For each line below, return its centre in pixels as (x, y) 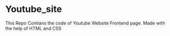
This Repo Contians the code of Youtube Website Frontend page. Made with (85, 23)
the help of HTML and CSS (33, 28)
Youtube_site (34, 9)
